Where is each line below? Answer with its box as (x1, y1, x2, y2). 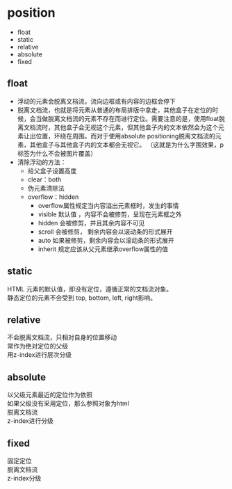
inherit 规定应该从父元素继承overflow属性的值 (38, 245, 169, 253)
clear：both (27, 175, 62, 184)
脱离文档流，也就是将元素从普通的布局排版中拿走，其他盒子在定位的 (17, 106, 213, 114)
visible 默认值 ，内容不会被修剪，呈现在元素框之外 (38, 210, 182, 218)
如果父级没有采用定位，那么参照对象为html (7, 399, 130, 408)
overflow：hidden (27, 193, 79, 201)
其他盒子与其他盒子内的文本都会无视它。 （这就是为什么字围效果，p (29, 141, 224, 149)
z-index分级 (7, 474, 42, 482)
